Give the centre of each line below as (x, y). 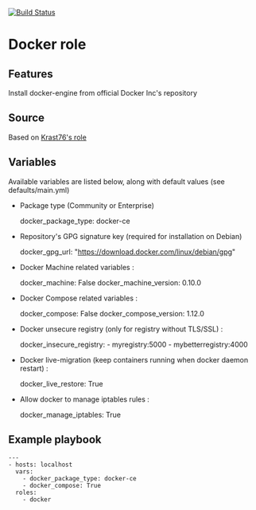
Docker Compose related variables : (78, 298)
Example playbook (55, 439)
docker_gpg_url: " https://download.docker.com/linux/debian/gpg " (128, 252)
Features (31, 74)
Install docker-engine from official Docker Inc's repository (103, 93)
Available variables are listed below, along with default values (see (116, 181)
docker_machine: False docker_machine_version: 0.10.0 (110, 282)
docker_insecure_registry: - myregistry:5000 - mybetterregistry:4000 (134, 344)
